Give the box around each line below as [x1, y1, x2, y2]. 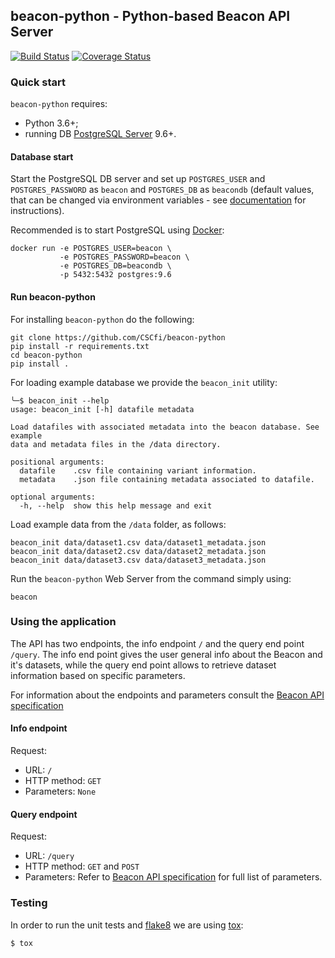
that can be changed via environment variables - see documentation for [10, 194, 307, 206]
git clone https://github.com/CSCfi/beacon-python [10, 332, 226, 343]
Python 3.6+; [24, 117, 79, 129]
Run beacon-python [10, 290, 96, 303]
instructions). [10, 205, 65, 217]
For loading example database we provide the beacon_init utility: [10, 376, 278, 388]
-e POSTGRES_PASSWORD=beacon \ [59, 252, 190, 263]
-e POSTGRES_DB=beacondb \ [59, 261, 172, 271]
